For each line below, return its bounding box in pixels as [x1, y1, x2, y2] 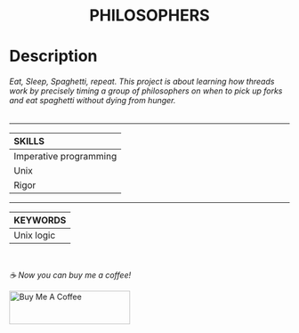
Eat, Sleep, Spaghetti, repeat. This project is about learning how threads [9, 76, 275, 86]
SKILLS [13, 134, 45, 147]
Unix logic [13, 229, 56, 241]
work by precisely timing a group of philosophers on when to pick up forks [9, 85, 283, 96]
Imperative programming [13, 150, 117, 162]
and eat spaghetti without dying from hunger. [9, 94, 176, 105]
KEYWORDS [13, 214, 67, 226]
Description [9, 46, 98, 67]
